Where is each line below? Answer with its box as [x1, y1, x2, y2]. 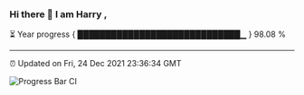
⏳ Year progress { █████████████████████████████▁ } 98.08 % [9, 29, 287, 39]
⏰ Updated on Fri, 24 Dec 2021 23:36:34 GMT [9, 58, 183, 69]
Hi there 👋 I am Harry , [9, 8, 108, 21]
